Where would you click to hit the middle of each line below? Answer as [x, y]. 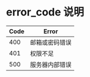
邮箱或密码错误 [51, 42]
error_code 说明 [45, 12]
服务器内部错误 [51, 65]
